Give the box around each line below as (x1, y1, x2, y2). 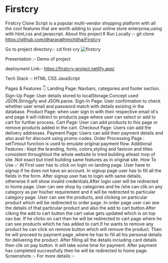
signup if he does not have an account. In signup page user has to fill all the (5, 167, 161, 174)
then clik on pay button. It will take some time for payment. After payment (5, 242, 157, 248)
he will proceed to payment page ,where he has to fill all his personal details (5, 231, 162, 237)
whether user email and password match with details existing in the (5, 103, 144, 109)
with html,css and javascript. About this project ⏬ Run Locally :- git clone (5, 31, 154, 37)
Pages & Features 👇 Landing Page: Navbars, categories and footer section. (5, 85, 160, 91)
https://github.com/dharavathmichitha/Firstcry (5, 36, 101, 42)
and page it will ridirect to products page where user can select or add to (5, 114, 156, 120)
